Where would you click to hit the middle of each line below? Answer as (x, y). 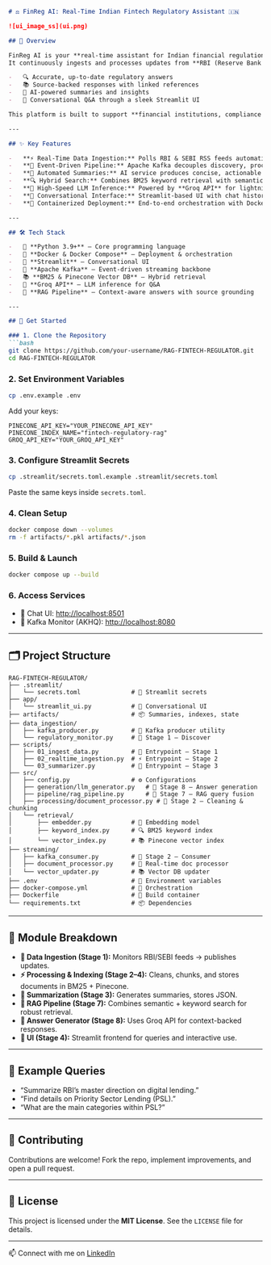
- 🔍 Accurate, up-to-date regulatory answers (91, 77)
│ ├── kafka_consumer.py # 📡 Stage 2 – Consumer (110, 857)
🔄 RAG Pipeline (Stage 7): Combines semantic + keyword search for (133, 1003)
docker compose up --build (54, 575)
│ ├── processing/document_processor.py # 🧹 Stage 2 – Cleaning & (126, 802)
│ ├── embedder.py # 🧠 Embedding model (104, 823)
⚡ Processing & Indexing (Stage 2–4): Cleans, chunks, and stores (129, 975)
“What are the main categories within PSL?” (92, 1108)
